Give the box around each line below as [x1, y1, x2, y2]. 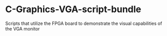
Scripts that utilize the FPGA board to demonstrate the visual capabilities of [5, 20, 162, 26]
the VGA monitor [5, 25, 40, 31]
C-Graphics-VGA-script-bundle [5, 4, 141, 15]
